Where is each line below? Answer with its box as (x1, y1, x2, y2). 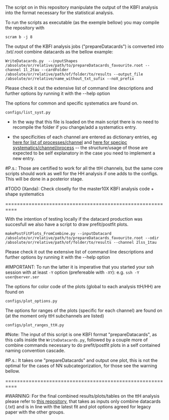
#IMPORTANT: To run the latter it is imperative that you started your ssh (5, 264, 154, 270)
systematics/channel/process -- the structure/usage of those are (12, 145, 148, 150)
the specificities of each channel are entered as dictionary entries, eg (12, 134, 157, 140)
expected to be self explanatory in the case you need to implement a (12, 150, 155, 156)
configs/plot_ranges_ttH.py (5, 323, 65, 328)
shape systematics (5, 191, 44, 197)
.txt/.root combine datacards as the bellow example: (5, 49, 114, 55)
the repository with (5, 25, 44, 31)
